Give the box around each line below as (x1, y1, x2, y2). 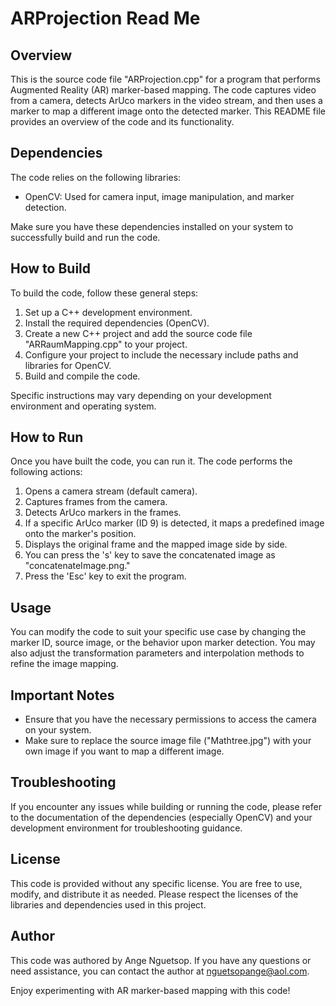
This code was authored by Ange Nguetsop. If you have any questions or (10, 954, 312, 966)
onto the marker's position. (24, 528, 137, 540)
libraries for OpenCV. (24, 359, 112, 371)
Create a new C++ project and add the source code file (24, 327, 253, 339)
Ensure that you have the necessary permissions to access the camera (24, 713, 317, 726)
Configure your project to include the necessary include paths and (24, 348, 299, 361)
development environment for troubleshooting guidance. (10, 822, 243, 834)
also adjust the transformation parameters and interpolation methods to (10, 647, 305, 659)
